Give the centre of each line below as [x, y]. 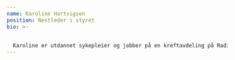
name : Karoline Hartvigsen [46, 14]
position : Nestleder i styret [51, 20]
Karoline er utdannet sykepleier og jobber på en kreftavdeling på [114, 46]
